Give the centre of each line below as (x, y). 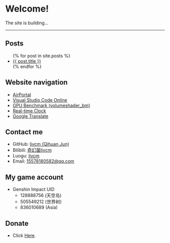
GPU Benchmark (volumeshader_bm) (51, 105)
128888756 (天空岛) (41, 195)
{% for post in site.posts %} (41, 56)
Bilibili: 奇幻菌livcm (32, 150)
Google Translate (31, 116)
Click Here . (24, 235)
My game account (34, 177)
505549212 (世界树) (41, 202)
